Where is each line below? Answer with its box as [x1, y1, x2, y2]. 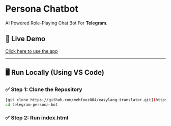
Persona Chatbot [5, 3, 78, 15]
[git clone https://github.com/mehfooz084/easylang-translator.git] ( [5, 98, 156, 103]
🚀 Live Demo [5, 35, 46, 43]
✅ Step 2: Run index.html [5, 114, 69, 121]
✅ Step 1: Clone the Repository [5, 86, 82, 93]
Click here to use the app [5, 48, 58, 54]
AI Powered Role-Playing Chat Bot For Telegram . [5, 20, 108, 26]
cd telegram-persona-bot [5, 102, 58, 107]
